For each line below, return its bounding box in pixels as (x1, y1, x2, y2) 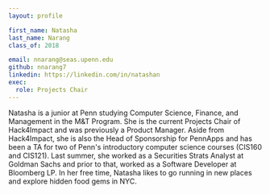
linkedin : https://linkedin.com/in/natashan (8, 71, 160, 79)
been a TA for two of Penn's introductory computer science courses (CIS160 (8, 142, 263, 151)
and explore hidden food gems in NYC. (8, 176, 137, 186)
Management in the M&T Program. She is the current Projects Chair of (8, 116, 241, 126)
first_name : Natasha (8, 26, 78, 35)
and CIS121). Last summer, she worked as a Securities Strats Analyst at (8, 151, 244, 160)
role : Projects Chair (15, 85, 89, 93)
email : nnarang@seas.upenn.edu (8, 56, 114, 64)
